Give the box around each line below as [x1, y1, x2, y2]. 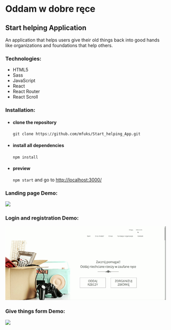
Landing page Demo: [5, 190, 58, 197]
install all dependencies [12, 143, 65, 149]
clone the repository [12, 119, 57, 125]
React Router [12, 88, 40, 95]
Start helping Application [5, 23, 87, 32]
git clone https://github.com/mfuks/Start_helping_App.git [12, 131, 141, 137]
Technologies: [5, 55, 42, 62]
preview [12, 166, 31, 172]
